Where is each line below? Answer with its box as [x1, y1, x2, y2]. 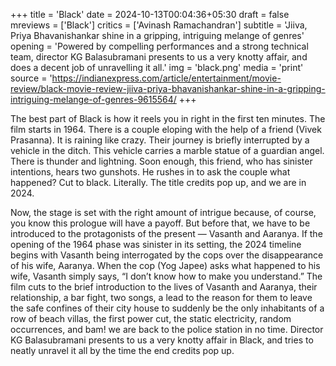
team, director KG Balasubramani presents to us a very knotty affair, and [10, 51, 308, 63]
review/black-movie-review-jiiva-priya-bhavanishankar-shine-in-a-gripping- [10, 83, 326, 94]
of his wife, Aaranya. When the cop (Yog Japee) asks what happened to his [10, 260, 321, 271]
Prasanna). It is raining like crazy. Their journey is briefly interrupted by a [10, 134, 310, 146]
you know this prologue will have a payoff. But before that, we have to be [10, 217, 311, 229]
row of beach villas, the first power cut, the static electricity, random [10, 313, 292, 324]
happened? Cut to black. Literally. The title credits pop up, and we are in [10, 177, 307, 188]
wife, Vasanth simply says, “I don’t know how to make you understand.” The [10, 270, 323, 282]
